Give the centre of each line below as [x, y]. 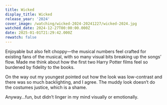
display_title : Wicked [29, 14]
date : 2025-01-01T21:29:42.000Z [39, 33]
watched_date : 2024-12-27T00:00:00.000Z [48, 28]
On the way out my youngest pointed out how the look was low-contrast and [84, 77]
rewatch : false [21, 38]
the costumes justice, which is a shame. [46, 87]
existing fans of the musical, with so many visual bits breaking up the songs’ [83, 56]
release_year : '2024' [28, 19]
